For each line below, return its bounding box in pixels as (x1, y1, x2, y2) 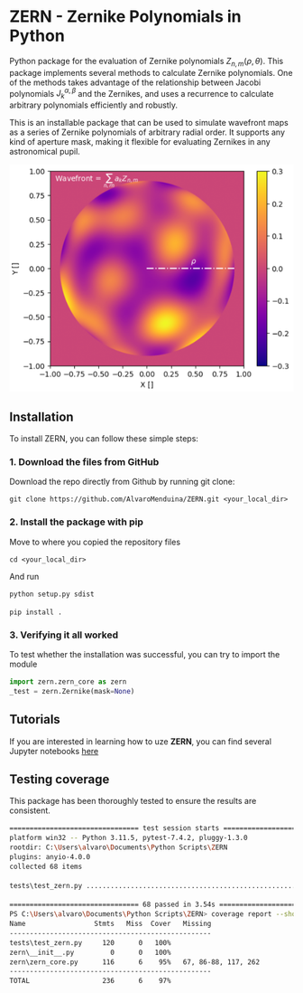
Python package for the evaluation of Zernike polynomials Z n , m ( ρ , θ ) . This (9, 55, 284, 69)
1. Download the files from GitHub (9, 455, 160, 468)
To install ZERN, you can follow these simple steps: (9, 433, 198, 444)
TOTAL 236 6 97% (9, 977, 171, 986)
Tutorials (9, 712, 60, 727)
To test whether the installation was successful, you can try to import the (9, 648, 280, 659)
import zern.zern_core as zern (9, 676, 127, 686)
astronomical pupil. (9, 147, 81, 157)
